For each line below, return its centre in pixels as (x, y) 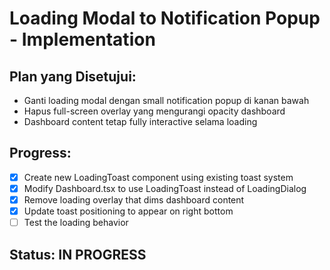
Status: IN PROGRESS (78, 254)
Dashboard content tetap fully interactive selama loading (140, 121)
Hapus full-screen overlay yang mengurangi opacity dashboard (154, 111)
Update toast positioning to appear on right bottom (128, 211)
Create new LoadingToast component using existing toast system (158, 177)
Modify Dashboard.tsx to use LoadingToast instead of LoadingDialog (165, 188)
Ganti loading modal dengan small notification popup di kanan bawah (166, 100)
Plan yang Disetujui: (73, 76)
